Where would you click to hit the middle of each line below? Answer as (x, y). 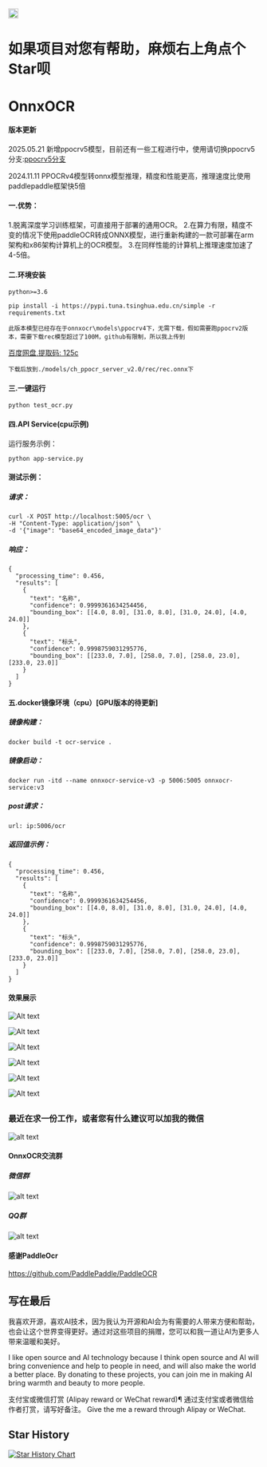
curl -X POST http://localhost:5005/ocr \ (80, 517)
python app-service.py (46, 458)
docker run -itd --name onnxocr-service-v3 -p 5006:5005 (105, 780)
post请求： (27, 806)
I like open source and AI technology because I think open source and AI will (133, 1358)
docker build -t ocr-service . (60, 742)
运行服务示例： (33, 443)
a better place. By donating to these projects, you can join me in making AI (130, 1374)
